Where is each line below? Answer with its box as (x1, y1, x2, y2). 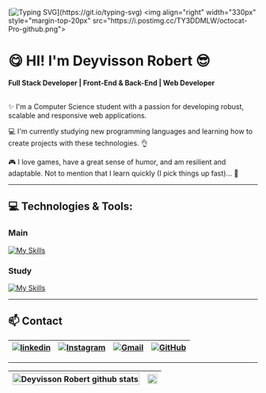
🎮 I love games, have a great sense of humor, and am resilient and (8, 157, 226, 166)
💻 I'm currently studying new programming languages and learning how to (8, 127, 253, 136)
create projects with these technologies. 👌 (8, 138, 149, 148)
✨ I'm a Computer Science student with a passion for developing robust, (8, 101, 244, 111)
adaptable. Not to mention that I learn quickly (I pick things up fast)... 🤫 (8, 168, 239, 178)
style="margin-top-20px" (8, 16, 91, 25)
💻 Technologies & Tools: (8, 200, 133, 214)
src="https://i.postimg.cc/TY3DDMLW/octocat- (92, 16, 248, 25)
